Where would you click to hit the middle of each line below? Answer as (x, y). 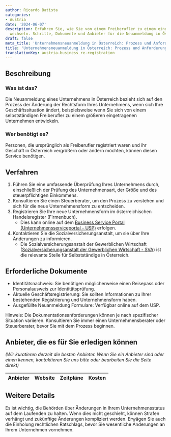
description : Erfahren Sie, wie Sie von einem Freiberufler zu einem (81, 29)
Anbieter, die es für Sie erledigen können (71, 342)
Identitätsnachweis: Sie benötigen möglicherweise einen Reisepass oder (89, 284)
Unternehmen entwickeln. (32, 121)
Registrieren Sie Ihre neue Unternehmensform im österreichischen (82, 212)
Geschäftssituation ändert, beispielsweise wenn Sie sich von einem (76, 110)
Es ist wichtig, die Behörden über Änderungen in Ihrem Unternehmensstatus (85, 408)
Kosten (97, 378)
